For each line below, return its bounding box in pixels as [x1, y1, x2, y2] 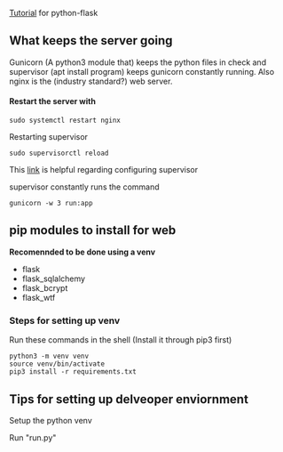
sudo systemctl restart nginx [9, 116, 122, 125]
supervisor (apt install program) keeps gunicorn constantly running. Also [9, 66, 275, 77]
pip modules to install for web [9, 222, 177, 238]
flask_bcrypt [21, 282, 68, 293]
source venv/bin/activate [9, 359, 105, 368]
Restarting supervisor [9, 132, 89, 142]
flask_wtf [21, 292, 56, 303]
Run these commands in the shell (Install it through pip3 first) [9, 335, 232, 345]
